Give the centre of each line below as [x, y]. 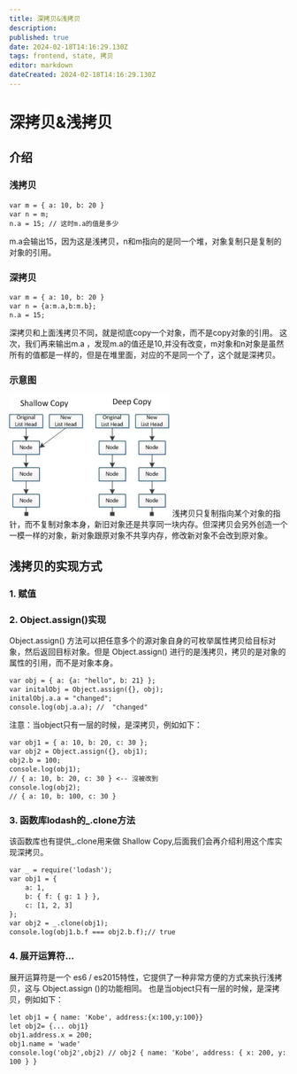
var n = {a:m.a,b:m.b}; [53, 307]
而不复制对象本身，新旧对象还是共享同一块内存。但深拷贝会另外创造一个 [156, 525]
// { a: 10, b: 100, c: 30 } [63, 796]
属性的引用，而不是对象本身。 [63, 662]
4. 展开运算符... [42, 956]
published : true [39, 37]
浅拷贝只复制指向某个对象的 [222, 513]
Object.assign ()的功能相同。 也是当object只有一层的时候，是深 [157, 988]
